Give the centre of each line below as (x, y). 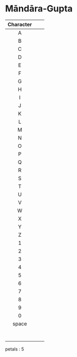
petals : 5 (15, 349)
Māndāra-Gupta (39, 9)
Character (20, 24)
